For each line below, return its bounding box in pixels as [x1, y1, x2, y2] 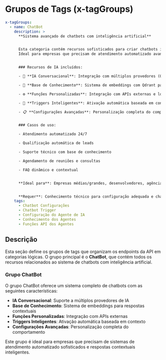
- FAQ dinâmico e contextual [18, 167, 79, 172]
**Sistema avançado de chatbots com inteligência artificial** [18, 34, 152, 39]
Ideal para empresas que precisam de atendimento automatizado [18, 51, 152, 56]
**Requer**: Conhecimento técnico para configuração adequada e [18, 194, 154, 199]
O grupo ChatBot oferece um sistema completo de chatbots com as [5, 282, 143, 288]
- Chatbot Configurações [18, 203, 70, 208]
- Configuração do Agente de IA [18, 212, 85, 217]
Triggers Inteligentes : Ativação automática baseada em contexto [12, 318, 146, 324]
